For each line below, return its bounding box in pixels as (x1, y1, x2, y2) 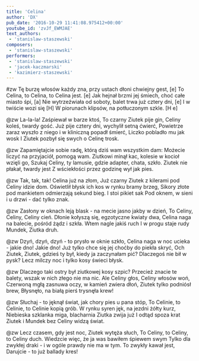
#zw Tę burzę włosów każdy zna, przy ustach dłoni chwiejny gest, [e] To (6, 85, 184, 93)
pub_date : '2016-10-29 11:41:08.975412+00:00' (6, 20, 124, 26)
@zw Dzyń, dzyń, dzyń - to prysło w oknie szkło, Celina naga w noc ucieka (6, 238, 190, 245)
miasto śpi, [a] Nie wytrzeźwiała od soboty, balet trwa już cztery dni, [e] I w (6, 99, 191, 106)
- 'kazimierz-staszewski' (8, 69, 73, 75)
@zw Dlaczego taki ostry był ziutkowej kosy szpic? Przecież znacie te (6, 268, 177, 275)
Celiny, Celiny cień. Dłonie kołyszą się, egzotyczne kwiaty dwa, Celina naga (6, 214, 191, 221)
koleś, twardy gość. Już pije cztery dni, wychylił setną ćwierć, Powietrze (6, 122, 184, 129)
